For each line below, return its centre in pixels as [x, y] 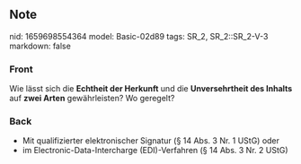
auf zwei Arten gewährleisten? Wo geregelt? [92, 99]
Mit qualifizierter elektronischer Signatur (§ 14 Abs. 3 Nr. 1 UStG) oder [151, 141]
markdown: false [40, 46]
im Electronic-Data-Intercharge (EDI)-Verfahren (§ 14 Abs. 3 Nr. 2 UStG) [155, 151]
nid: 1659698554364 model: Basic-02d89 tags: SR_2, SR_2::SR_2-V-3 [139, 36]
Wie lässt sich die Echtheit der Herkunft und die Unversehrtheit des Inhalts [151, 89]
